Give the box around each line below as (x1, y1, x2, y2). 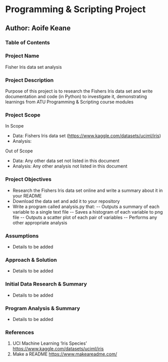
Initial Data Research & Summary (5, 280, 87, 288)
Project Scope (5, 111, 40, 118)
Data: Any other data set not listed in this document (12, 158, 120, 164)
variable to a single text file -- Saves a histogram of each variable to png (12, 209, 163, 215)
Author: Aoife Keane (5, 24, 71, 32)
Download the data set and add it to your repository (12, 198, 120, 204)
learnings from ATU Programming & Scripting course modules (5, 99, 134, 105)
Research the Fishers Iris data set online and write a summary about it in (12, 187, 163, 193)
